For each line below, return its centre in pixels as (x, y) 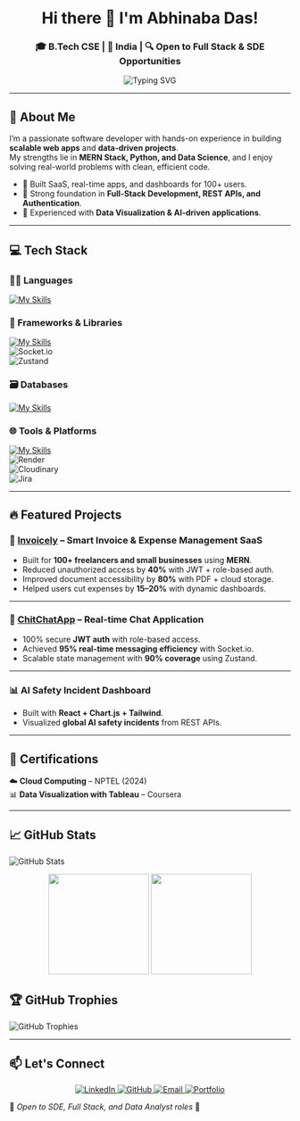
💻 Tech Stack (49, 250)
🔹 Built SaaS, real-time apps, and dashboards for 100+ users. (134, 184)
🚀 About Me (42, 116)
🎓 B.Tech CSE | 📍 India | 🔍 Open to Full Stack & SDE (150, 46)
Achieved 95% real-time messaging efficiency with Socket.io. (138, 648)
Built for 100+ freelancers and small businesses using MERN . (137, 560)
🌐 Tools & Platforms (53, 430)
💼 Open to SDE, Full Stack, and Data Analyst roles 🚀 (105, 1107)
